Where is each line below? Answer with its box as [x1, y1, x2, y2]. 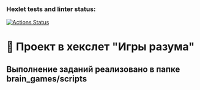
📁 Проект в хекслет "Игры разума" [6, 40, 194, 54]
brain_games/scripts [6, 74, 87, 84]
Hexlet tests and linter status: [6, 5, 96, 13]
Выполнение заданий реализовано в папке [6, 64, 180, 74]
